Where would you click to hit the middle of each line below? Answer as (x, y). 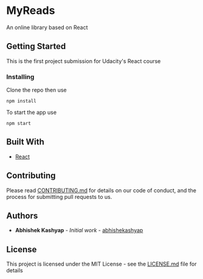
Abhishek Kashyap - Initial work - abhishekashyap (79, 230)
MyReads (31, 11)
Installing (20, 76)
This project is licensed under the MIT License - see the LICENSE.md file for (101, 264)
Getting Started (36, 46)
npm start (19, 124)
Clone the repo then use (36, 90)
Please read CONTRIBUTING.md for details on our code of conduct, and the (101, 190)
